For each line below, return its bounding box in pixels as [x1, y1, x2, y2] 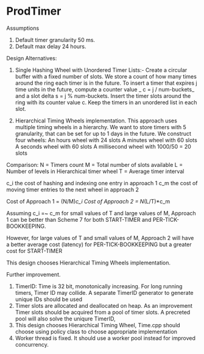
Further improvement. [6, 271, 61, 278]
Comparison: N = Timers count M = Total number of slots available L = [6, 161, 183, 168]
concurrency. [15, 341, 49, 348]
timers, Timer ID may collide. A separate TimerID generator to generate [15, 289, 194, 296]
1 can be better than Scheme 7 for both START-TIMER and [6, 216, 152, 223]
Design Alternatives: [6, 54, 57, 62]
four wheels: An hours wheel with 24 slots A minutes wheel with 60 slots [15, 136, 198, 144]
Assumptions [6, 24, 40, 32]
